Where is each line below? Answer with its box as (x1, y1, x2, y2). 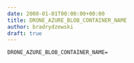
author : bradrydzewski (7, 23, 74, 30)
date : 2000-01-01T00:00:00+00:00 (7, 10, 105, 17)
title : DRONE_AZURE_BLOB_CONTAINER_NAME (7, 17, 128, 24)
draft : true (7, 29, 42, 37)
